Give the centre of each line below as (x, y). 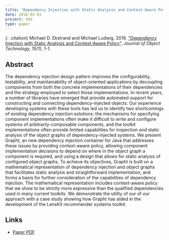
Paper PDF (24, 232)
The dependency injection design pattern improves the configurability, (78, 77)
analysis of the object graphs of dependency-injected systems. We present (83, 135)
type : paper (18, 24)
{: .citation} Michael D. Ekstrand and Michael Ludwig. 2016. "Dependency (81, 38)
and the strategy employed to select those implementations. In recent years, (84, 93)
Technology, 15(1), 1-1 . (28, 49)
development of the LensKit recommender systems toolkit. (66, 204)
